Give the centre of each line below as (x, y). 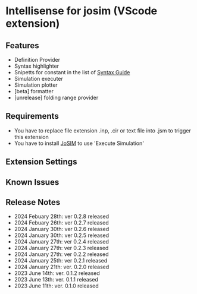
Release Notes (33, 202)
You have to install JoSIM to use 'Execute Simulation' (79, 143)
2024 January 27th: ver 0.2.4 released (62, 242)
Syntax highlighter (37, 66)
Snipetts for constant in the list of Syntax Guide (72, 72)
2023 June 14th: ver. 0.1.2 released (57, 273)
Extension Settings (41, 162)
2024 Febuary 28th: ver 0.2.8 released (62, 216)
